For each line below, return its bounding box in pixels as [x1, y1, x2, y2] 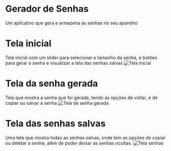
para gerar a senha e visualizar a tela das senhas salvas [5, 59, 123, 66]
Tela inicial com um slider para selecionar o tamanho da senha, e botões [5, 54, 157, 61]
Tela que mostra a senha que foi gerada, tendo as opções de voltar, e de [5, 95, 158, 101]
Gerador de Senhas [5, 3, 89, 15]
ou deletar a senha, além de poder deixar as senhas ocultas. [5, 140, 133, 146]
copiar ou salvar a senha [5, 100, 57, 106]
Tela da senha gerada [5, 78, 98, 89]
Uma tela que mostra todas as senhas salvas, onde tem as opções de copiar [5, 134, 166, 140]
